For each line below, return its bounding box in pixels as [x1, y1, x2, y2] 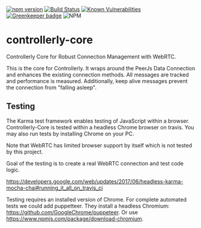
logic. [6, 166, 20, 173]
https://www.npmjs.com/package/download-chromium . [6, 215, 144, 222]
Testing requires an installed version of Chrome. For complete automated [6, 196, 187, 203]
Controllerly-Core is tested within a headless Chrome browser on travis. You [6, 123, 194, 131]
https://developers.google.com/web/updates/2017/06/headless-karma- [6, 177, 184, 185]
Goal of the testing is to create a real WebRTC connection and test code [6, 159, 184, 167]
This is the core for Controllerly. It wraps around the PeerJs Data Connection [6, 64, 196, 72]
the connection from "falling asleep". [6, 84, 97, 91]
